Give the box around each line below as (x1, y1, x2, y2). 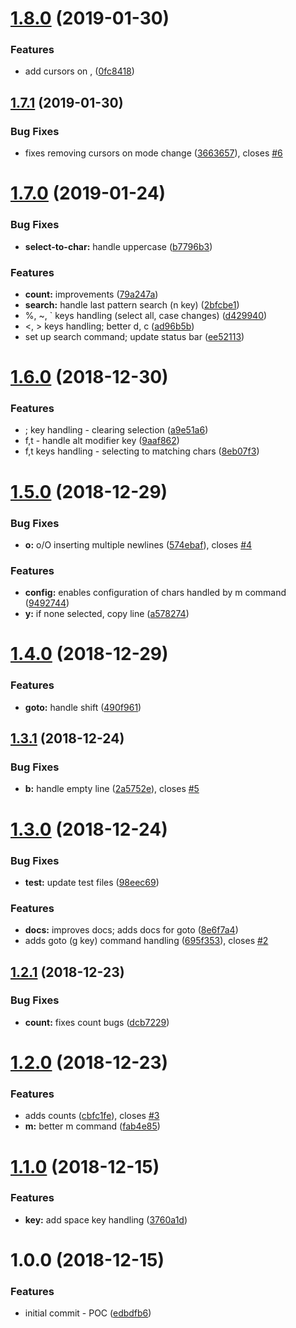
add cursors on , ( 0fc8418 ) (24, 65, 135, 77)
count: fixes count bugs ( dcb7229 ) (24, 1016, 170, 1028)
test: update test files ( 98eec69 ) (24, 876, 160, 888)
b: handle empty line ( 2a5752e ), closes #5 (24, 783, 200, 795)
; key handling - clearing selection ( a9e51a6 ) (24, 424, 209, 436)
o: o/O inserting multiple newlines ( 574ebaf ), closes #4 (24, 538, 253, 551)
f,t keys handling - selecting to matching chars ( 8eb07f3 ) (24, 445, 260, 457)
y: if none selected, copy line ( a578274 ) (24, 608, 190, 620)
